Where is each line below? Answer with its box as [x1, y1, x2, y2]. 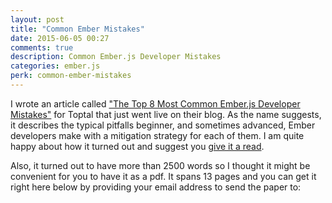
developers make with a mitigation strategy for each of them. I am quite [10, 129, 305, 141]
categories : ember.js [10, 61, 101, 71]
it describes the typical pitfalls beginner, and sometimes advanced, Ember [10, 119, 316, 131]
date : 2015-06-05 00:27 [10, 33, 110, 43]
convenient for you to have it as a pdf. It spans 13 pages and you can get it [10, 170, 317, 182]
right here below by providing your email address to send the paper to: [10, 181, 302, 193]
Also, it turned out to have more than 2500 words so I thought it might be [10, 159, 311, 171]
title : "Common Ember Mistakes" [10, 24, 145, 34]
